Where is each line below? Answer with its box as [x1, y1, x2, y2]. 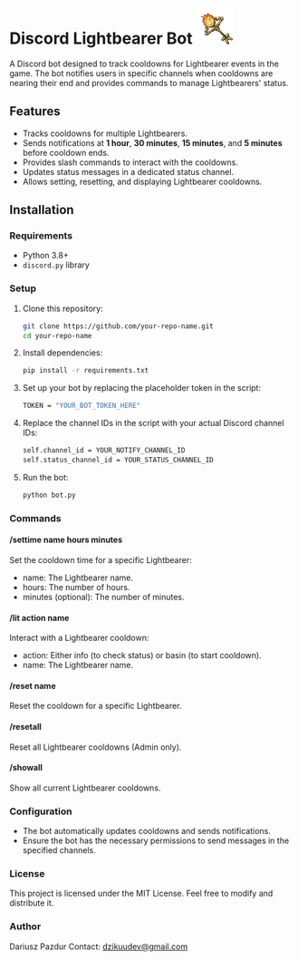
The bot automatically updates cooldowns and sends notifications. [22, 826, 272, 837]
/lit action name [9, 612, 70, 623]
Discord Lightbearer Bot [9, 28, 193, 49]
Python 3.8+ [22, 250, 70, 261]
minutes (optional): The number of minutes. [22, 591, 185, 602]
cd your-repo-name [22, 331, 92, 340]
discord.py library [22, 259, 91, 270]
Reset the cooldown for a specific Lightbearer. [9, 701, 182, 712]
